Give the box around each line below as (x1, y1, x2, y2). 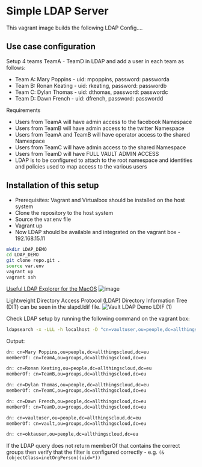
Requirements (6, 107, 41, 114)
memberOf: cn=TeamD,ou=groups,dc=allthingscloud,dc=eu (6, 404, 147, 410)
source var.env (6, 263, 44, 269)
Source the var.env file (14, 215, 71, 223)
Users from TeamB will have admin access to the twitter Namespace (14, 125, 185, 132)
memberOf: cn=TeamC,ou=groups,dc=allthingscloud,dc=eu (6, 388, 147, 394)
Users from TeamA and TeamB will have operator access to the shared (14, 131, 191, 138)
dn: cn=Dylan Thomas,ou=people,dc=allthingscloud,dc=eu (6, 382, 149, 388)
